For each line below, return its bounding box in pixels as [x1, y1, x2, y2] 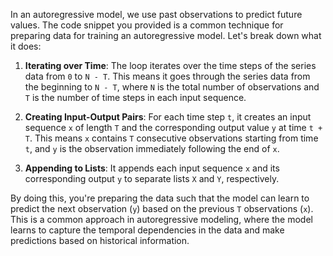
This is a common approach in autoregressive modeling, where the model [10, 214, 313, 225]
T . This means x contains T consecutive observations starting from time [24, 132, 319, 144]
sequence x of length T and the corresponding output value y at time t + [24, 122, 323, 133]
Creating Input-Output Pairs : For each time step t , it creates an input [24, 111, 312, 123]
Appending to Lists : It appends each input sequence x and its [24, 162, 280, 174]
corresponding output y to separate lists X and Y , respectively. [24, 173, 280, 184]
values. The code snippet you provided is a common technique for [10, 19, 284, 31]
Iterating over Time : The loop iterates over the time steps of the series [24, 60, 317, 71]
